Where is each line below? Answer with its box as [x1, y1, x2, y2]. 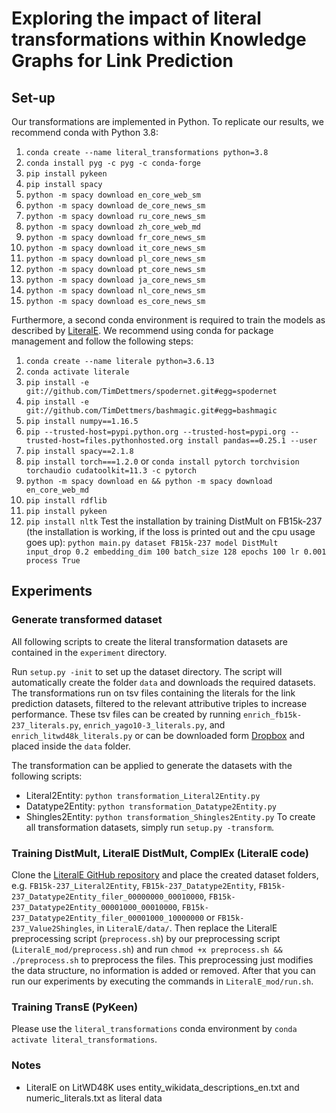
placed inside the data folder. [11, 740, 131, 752]
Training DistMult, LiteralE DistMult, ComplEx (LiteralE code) [11, 846, 309, 860]
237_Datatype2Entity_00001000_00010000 [11, 902, 178, 912]
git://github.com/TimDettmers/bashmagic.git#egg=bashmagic [25, 406, 278, 416]
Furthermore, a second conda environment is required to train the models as [11, 314, 326, 326]
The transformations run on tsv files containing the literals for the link [11, 687, 296, 699]
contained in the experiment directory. [11, 646, 168, 658]
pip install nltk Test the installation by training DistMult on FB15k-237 [25, 515, 323, 527]
